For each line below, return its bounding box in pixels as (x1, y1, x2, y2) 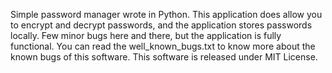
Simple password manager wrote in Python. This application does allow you (10, 9, 323, 20)
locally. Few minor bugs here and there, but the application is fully (10, 30, 282, 41)
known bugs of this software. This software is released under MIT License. (10, 51, 318, 63)
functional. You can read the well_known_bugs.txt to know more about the (10, 40, 316, 52)
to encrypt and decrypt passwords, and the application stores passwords (10, 19, 313, 31)
